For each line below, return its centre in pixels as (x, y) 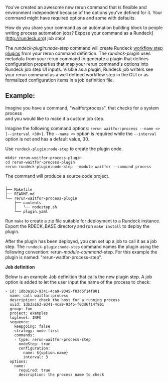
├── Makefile (19, 189)
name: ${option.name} (46, 353)
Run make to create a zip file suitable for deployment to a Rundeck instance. (83, 221)
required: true (34, 370)
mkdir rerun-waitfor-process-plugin (43, 158)
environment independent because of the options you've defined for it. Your (84, 13)
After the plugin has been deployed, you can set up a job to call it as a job (81, 241)
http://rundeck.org (26, 38)
